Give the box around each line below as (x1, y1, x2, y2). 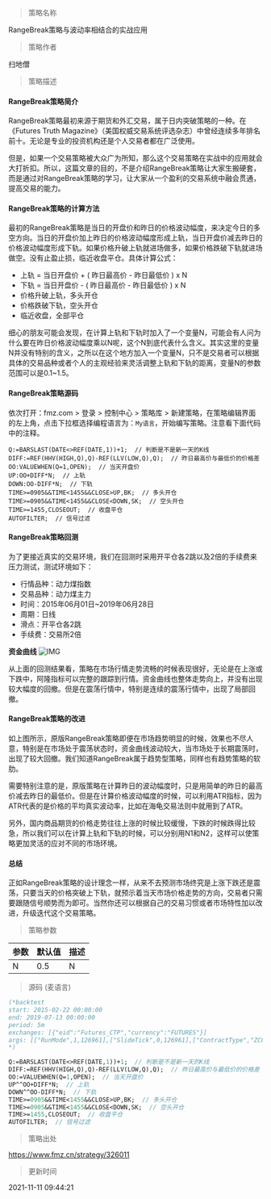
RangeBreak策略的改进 (8, 714, 86, 723)
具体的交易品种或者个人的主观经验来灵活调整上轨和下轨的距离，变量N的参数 (8, 358, 261, 368)
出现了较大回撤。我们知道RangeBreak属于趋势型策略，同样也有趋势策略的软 (8, 754, 261, 764)
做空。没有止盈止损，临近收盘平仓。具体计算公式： (8, 254, 178, 263)
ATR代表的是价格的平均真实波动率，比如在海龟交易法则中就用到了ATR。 (8, 801, 248, 811)
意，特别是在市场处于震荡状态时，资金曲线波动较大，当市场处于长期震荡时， (8, 744, 263, 753)
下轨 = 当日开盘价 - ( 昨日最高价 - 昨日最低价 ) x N (19, 280, 186, 290)
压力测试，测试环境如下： (8, 561, 94, 572)
